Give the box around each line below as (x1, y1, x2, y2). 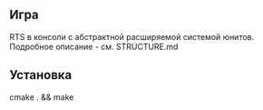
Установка (9, 67, 73, 83)
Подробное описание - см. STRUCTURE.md (9, 41, 179, 52)
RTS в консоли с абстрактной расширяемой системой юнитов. (9, 31, 255, 42)
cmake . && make (9, 91, 74, 103)
